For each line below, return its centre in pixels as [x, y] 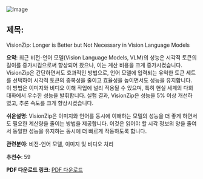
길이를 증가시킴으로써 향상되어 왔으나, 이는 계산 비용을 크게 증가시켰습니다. [95, 65]
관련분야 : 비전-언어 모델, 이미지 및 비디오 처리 [60, 144]
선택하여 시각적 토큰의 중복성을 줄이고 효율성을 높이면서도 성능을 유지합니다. [102, 80]
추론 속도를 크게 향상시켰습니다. [56, 103]
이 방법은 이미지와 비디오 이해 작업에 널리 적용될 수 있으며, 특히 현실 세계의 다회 [100, 87]
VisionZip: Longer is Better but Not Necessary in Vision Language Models [98, 45]
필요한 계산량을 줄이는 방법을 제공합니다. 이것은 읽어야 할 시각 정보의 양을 [99, 123]
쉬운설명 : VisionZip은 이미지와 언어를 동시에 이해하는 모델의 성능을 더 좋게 [94, 116]
